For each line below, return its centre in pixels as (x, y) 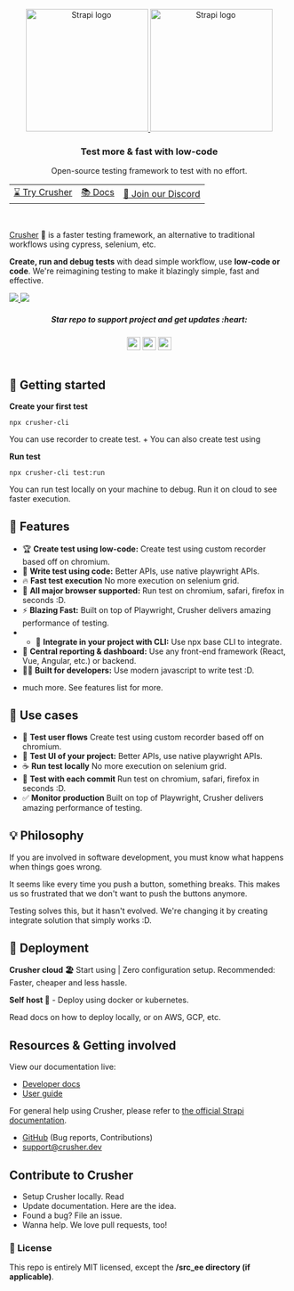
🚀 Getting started (58, 384)
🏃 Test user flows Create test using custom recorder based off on (143, 737)
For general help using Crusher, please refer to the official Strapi (127, 1111)
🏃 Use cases (44, 716)
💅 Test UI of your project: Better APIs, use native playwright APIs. (143, 756)
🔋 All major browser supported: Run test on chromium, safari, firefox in (153, 590)
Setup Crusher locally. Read (73, 1196)
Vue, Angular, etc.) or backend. (79, 660)
